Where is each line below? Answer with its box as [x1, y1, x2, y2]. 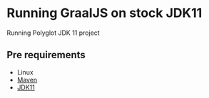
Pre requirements [6, 49, 86, 61]
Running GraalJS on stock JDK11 [6, 5, 203, 21]
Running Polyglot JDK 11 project [6, 28, 101, 37]
